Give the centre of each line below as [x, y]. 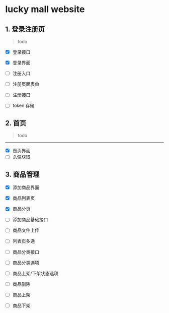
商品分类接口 [26, 252]
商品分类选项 [26, 263]
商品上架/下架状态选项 [35, 273]
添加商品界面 [26, 187]
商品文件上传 [26, 230]
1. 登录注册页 [25, 29]
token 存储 [23, 106]
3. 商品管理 [22, 174]
